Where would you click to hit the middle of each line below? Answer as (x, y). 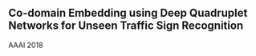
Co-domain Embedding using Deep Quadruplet (128, 13)
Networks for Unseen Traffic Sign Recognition (126, 26)
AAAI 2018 (26, 45)
